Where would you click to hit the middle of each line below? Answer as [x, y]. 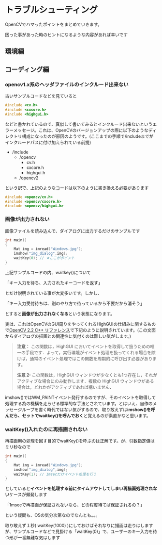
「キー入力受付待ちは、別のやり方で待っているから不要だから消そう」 [75, 303]
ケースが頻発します [28, 495]
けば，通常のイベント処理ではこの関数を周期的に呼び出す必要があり [85, 358]
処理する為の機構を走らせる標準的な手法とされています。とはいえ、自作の [79, 403]
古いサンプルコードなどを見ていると [41, 96]
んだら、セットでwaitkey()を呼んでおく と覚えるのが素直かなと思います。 [78, 415]
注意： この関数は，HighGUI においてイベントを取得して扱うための [84, 346]
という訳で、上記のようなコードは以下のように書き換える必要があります [77, 188]
